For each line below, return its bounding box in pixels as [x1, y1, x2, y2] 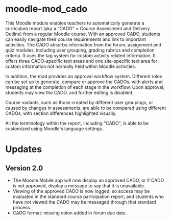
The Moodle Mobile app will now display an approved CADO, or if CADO [12, 177, 164, 183]
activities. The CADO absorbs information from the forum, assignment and [5, 41, 162, 47]
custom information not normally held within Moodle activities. [5, 63, 136, 69]
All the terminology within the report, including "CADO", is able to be [5, 120, 149, 126]
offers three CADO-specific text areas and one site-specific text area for [5, 58, 158, 64]
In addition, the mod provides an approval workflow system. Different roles [5, 73, 162, 79]
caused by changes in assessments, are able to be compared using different [5, 105, 166, 111]
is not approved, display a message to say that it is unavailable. [12, 182, 145, 189]
